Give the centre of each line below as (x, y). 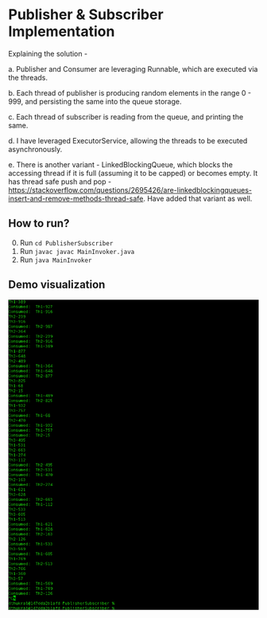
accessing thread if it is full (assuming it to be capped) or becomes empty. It (133, 173)
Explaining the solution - (48, 53)
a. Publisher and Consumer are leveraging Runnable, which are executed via (133, 68)
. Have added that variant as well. (197, 198)
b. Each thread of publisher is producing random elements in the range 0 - (130, 92)
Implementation (62, 31)
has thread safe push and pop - (60, 182)
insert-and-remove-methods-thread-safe (76, 198)
